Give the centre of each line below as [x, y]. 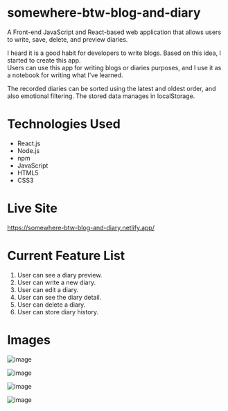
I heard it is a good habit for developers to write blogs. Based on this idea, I [114, 53]
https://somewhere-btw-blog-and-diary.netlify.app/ [81, 227]
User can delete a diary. [51, 305]
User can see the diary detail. [59, 297]
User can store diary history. [58, 312]
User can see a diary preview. [60, 275]
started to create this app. [44, 60]
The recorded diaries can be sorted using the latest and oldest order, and [112, 88]
